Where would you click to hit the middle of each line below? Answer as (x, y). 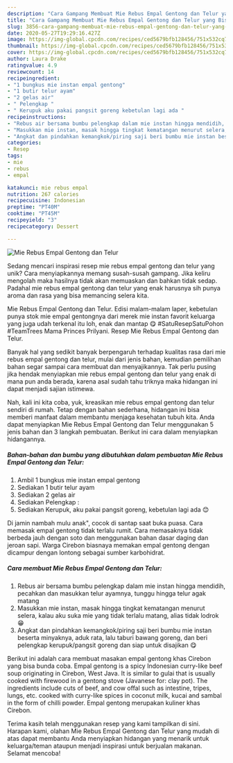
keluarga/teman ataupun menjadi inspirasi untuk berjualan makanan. (105, 746)
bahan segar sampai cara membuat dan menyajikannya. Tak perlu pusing (112, 366)
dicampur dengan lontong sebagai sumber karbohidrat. (86, 552)
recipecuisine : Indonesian (46, 201)
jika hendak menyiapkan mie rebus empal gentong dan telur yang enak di (112, 374)
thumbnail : (23, 46)
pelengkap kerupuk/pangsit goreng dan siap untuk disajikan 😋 (107, 645)
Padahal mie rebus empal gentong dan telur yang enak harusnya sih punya (114, 288)
